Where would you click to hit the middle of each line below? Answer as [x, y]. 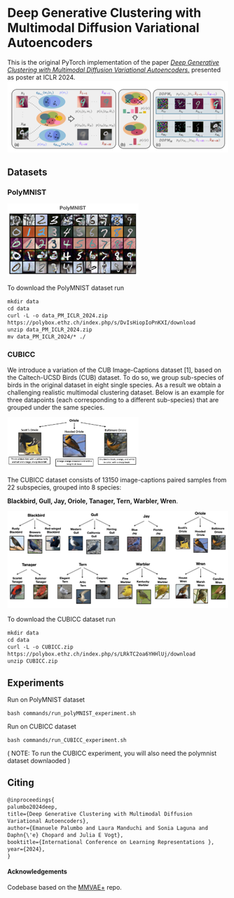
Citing [21, 783]
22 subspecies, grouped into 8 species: [64, 487]
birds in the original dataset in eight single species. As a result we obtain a [114, 385]
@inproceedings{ [31, 800]
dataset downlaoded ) [39, 761]
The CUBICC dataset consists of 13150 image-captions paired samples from [117, 480]
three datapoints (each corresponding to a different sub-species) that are [113, 399]
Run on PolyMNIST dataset [46, 700]
